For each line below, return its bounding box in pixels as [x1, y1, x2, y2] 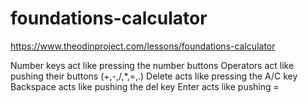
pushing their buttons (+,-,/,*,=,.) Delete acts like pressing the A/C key [10, 70, 298, 82]
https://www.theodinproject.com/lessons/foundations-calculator [10, 40, 276, 52]
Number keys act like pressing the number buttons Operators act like [10, 59, 295, 71]
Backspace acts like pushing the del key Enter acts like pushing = [10, 80, 280, 92]
